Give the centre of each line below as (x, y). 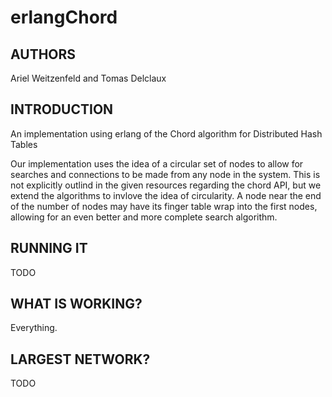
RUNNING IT (49, 248)
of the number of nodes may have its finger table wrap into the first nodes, (164, 206)
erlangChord (64, 17)
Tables (24, 144)
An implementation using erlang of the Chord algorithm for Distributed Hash (166, 133)
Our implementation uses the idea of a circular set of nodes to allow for (157, 163)
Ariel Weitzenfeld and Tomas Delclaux (88, 78)
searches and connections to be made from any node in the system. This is (165, 174)
